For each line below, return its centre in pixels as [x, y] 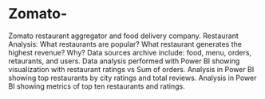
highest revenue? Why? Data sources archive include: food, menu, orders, [130, 52]
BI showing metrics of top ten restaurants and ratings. [97, 86]
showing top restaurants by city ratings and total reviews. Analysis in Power [132, 78]
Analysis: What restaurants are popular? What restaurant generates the [125, 44]
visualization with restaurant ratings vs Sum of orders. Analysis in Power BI [131, 69]
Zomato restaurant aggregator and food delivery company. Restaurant [124, 36]
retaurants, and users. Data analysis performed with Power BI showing [124, 61]
